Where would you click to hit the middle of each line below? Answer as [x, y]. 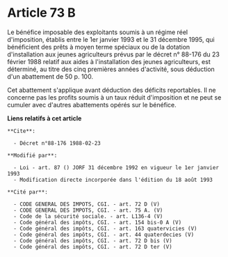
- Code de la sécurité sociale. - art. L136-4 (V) [88, 216]
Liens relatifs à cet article [44, 118]
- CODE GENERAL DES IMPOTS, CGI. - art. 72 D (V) [87, 204]
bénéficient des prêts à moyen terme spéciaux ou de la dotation [99, 47]
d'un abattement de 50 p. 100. [50, 76]
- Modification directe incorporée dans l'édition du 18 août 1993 [113, 180]
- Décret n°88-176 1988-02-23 [57, 143]
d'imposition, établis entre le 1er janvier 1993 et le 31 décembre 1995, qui [111, 39]
